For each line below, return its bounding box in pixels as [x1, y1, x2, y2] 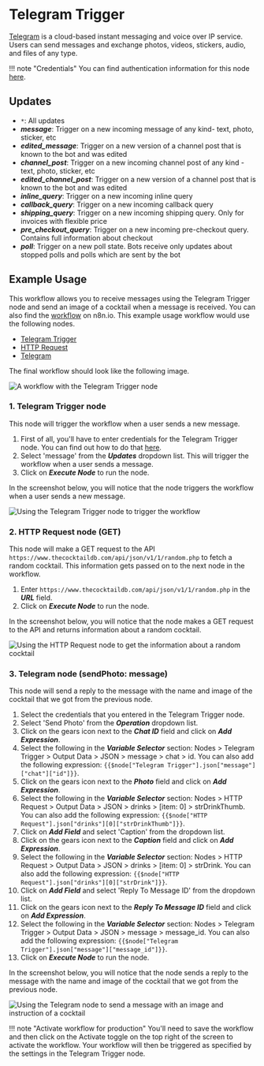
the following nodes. [9, 319, 76, 328]
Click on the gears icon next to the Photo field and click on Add [20, 777, 227, 786]
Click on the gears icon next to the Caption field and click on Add [20, 836, 234, 845]
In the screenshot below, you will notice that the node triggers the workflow [9, 483, 255, 492]
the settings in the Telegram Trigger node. [9, 1049, 146, 1058]
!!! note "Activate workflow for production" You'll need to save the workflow [9, 1023, 255, 1034]
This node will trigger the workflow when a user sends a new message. [9, 419, 240, 428]
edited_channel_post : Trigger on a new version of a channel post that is [20, 174, 257, 184]
